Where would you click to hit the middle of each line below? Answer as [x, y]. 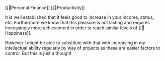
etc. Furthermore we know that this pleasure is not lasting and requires [78, 23]
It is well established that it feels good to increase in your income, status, [80, 17]
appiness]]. [18, 33]
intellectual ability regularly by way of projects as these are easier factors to [83, 48]
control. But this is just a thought [38, 53]
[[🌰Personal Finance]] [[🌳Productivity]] [45, 8]
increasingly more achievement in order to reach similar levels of [71, 28]
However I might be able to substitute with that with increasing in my [75, 43]
